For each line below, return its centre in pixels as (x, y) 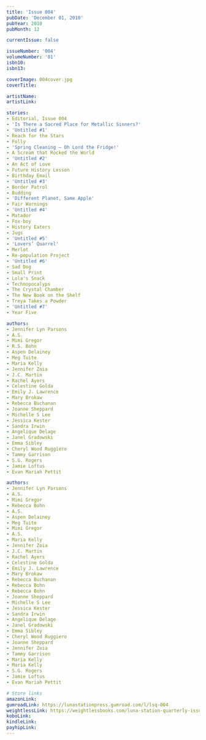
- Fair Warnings (27, 204)
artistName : (21, 96)
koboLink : (19, 716)
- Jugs (15, 233)
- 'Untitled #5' (27, 238)
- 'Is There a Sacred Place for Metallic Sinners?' (74, 124)
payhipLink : (21, 728)
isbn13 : (16, 68)
